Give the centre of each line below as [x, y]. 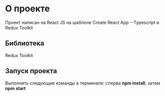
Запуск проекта [31, 71]
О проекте [28, 9]
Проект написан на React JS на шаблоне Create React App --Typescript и [82, 22]
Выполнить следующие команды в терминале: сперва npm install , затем [83, 83]
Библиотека [25, 44]
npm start [15, 88]
